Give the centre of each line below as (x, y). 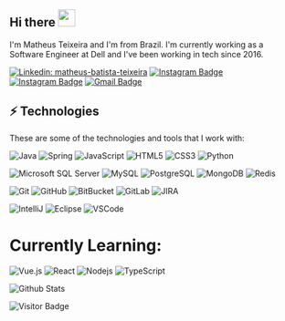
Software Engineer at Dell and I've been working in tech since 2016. (137, 54)
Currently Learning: (86, 245)
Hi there (33, 22)
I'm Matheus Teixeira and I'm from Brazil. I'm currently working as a (137, 44)
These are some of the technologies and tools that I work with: (127, 138)
